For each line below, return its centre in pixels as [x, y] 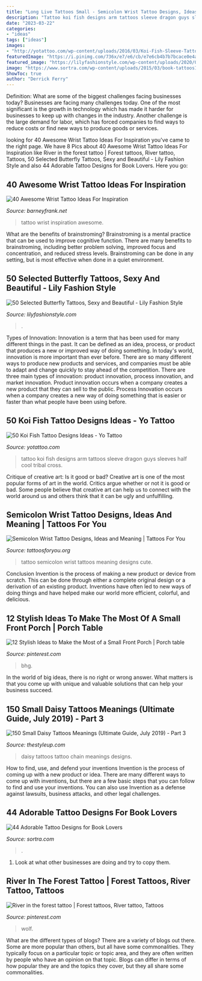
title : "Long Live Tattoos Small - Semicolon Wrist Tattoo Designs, [94, 12]
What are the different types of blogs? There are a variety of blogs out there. [101, 940]
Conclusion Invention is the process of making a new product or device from [101, 574]
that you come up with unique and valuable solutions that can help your [95, 684]
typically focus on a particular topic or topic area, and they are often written [100, 953]
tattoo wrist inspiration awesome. [62, 222]
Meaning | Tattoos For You [57, 524]
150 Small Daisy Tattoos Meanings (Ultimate [90, 709]
